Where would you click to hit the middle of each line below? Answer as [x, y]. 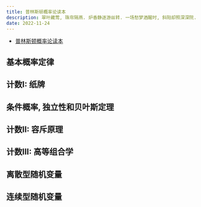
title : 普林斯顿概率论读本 [36, 12]
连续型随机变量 [34, 197]
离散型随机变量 [34, 174]
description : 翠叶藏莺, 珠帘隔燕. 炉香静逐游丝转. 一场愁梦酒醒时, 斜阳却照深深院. [101, 18]
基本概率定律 [30, 62]
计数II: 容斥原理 [35, 129]
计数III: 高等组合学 [40, 152]
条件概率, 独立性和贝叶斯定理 [60, 107]
